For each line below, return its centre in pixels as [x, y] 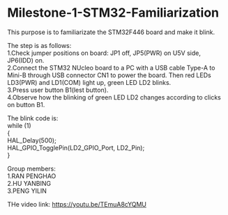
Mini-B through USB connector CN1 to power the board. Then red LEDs [109, 75]
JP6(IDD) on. [26, 60]
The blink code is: [33, 118]
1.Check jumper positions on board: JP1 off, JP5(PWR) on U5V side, [104, 53]
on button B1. [26, 104]
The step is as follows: [39, 45]
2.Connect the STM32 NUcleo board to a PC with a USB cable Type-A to [111, 67]
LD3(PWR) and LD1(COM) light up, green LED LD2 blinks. [89, 82]
